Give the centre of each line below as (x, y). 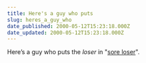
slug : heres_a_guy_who (39, 20)
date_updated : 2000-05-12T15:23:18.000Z (66, 33)
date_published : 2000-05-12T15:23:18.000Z (69, 26)
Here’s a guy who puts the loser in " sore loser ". (73, 52)
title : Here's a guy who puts (50, 13)
